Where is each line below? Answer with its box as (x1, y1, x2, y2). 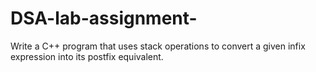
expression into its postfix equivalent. (10, 50, 164, 62)
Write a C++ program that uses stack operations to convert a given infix (10, 40, 306, 52)
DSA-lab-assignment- (10, 7, 198, 30)
